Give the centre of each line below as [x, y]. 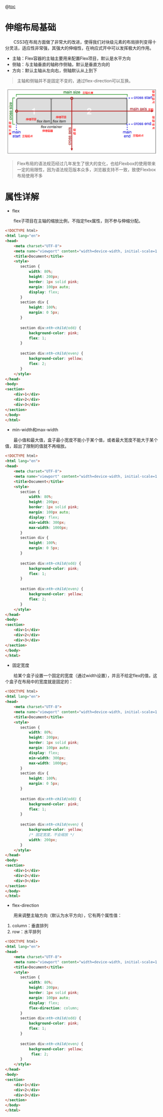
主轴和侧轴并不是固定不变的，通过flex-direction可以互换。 [75, 81]
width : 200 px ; [43, 840]
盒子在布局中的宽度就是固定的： [41, 682]
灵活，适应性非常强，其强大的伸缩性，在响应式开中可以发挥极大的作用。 [81, 48]
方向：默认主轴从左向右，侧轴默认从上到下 [55, 70]
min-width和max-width [35, 430]
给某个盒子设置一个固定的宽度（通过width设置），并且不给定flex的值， [83, 676]
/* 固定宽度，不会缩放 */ [52, 835]
